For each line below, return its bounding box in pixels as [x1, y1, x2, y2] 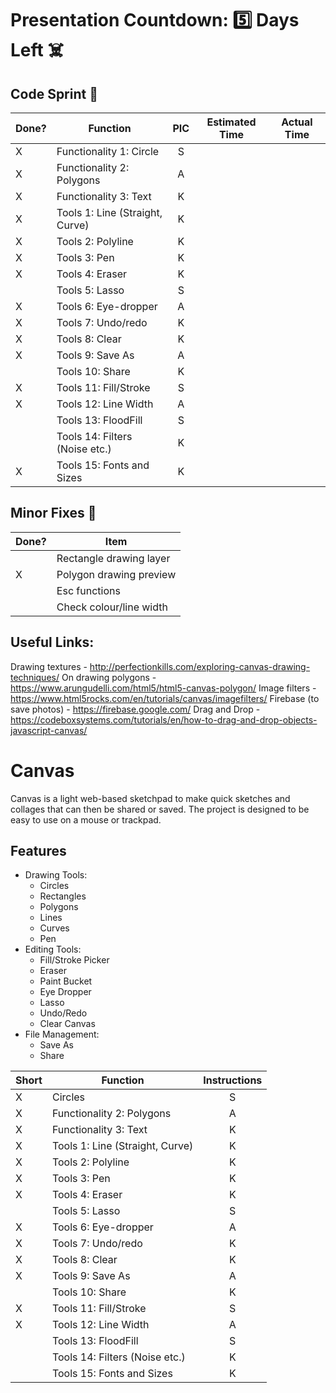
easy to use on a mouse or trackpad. [10, 813, 162, 826]
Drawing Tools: [24, 869, 88, 881]
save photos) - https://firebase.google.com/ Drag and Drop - [10, 703, 261, 715]
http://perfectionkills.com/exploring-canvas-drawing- [89, 660, 311, 672]
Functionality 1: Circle [56, 145, 160, 158]
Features [10, 842, 67, 859]
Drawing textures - [10, 660, 88, 672]
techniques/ [10, 671, 60, 683]
